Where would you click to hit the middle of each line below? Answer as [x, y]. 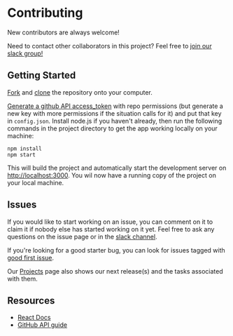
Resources [31, 301]
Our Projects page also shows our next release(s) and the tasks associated [115, 271]
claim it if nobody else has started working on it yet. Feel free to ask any [111, 229]
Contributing [45, 13]
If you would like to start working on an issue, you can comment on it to [110, 222]
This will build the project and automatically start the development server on [117, 168]
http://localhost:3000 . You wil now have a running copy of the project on [112, 175]
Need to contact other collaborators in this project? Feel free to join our [110, 46]
